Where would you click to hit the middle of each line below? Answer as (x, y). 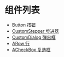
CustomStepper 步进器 (35, 31)
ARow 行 (21, 43)
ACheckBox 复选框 (31, 50)
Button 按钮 (24, 25)
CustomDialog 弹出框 (34, 37)
